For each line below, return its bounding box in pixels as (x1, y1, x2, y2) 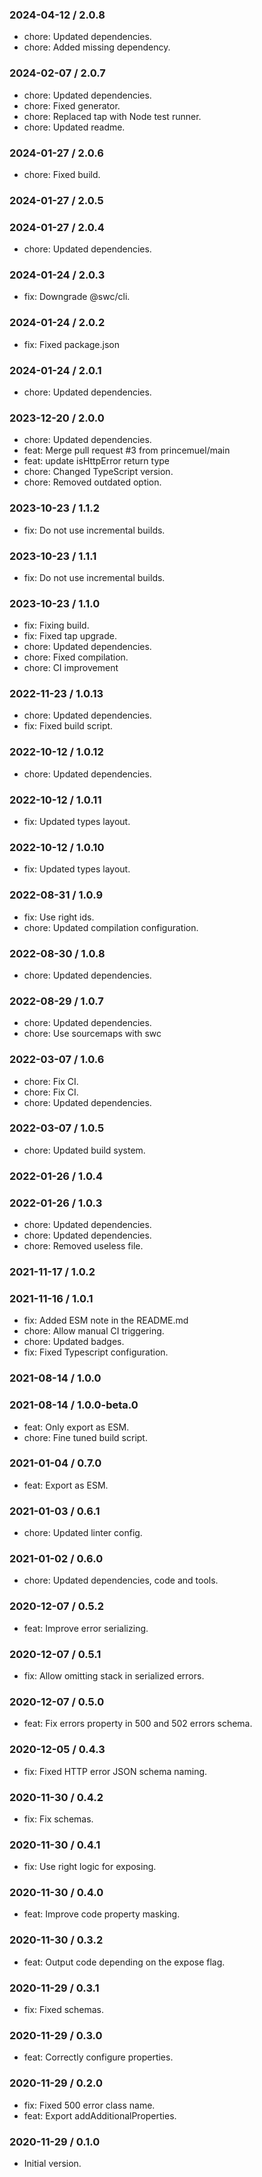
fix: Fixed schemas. (23, 2004, 105, 2016)
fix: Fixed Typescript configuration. (23, 1346, 169, 1358)
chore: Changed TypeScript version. (23, 466, 174, 478)
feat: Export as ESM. (23, 1479, 109, 1491)
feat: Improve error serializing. (23, 1622, 149, 1634)
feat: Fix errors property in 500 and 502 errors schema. (23, 1718, 253, 1730)
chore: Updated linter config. (23, 1527, 143, 1539)
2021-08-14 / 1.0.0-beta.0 (9, 1398, 139, 1412)
